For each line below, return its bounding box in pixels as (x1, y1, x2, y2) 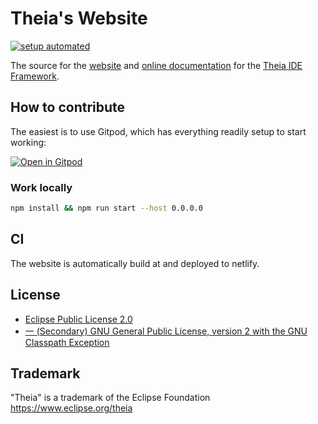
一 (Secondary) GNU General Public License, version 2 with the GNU (24, 325, 308, 337)
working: (10, 136, 47, 148)
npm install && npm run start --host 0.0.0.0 (10, 203, 203, 214)
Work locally (10, 180, 73, 194)
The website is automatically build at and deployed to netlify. (10, 257, 260, 269)
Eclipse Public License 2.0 (24, 313, 133, 325)
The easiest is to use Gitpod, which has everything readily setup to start (10, 125, 307, 137)
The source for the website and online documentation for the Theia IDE (10, 59, 303, 71)
